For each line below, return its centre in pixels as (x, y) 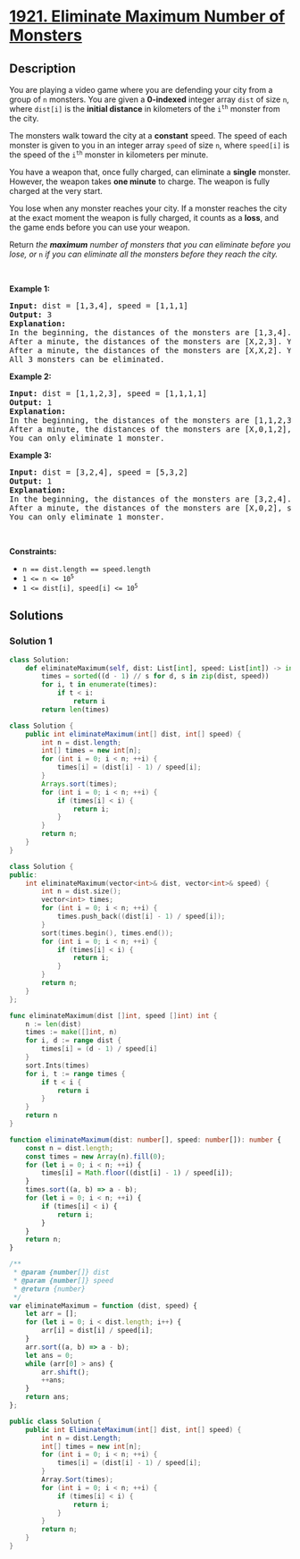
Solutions (37, 615)
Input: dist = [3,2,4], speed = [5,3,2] (99, 472)
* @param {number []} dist (61, 1272)
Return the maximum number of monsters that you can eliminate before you (150, 244)
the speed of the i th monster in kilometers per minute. (109, 155)
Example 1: (30, 289)
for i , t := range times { (75, 1074)
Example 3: (30, 455)
